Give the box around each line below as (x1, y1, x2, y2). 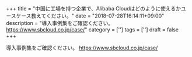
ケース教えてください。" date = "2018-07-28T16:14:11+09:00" (16, 12, 165, 19)
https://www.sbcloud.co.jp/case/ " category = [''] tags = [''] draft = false (6, 26, 179, 33)
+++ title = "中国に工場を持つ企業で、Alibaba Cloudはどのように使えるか (6, 5, 181, 12)
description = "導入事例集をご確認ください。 (6, 20, 114, 26)
